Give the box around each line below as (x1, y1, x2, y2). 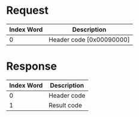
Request (6, 4, 49, 17)
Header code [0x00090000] (49, 35, 130, 44)
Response (6, 59, 58, 73)
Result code (49, 101, 82, 109)
